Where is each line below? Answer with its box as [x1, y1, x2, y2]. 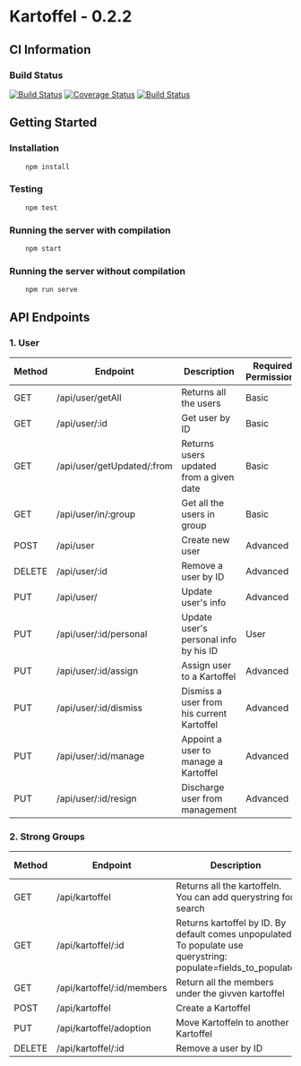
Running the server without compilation [9, 265, 186, 278]
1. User [9, 336, 40, 348]
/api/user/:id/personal [56, 628, 148, 640]
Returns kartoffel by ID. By [176, 916, 287, 929]
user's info [181, 597, 227, 609]
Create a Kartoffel [176, 1002, 251, 1014]
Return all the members [176, 976, 274, 989]
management [181, 804, 237, 816]
